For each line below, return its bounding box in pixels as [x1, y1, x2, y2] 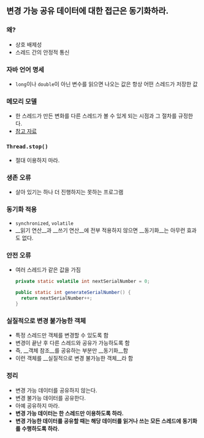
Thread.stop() [6, 143, 48, 150]
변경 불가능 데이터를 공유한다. [15, 394, 86, 401]
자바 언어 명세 [6, 65, 45, 74]
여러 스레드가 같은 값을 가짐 [15, 266, 81, 274]
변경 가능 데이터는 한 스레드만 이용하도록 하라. [15, 409, 124, 417]
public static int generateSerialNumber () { [15, 290, 131, 296]
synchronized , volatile [15, 219, 74, 227]
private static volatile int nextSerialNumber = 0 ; [15, 278, 150, 285]
